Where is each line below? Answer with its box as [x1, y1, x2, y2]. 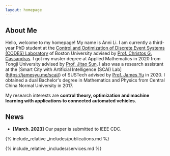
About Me [5, 26, 37, 35]
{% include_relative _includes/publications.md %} [5, 136, 109, 142]
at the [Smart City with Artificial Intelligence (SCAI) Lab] [5, 66, 122, 72]
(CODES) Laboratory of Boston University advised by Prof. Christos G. [5, 50, 152, 56]
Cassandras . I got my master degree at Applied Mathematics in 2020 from [5, 56, 161, 62]
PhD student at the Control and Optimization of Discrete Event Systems [15, 45, 165, 51]
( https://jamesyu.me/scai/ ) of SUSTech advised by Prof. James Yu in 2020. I [5, 72, 165, 78]
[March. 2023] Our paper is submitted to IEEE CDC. [12, 126, 122, 132]
